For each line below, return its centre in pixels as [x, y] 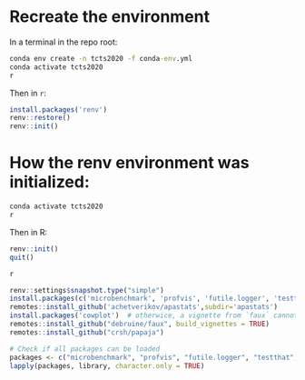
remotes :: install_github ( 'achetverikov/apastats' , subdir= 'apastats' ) [144, 307]
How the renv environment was [129, 163]
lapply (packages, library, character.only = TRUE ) [107, 365]
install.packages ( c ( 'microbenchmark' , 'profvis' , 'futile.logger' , [140, 299]
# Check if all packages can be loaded [85, 349]
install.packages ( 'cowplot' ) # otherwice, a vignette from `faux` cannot [154, 315]
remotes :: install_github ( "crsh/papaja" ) [87, 332]
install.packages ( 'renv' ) [58, 110]
